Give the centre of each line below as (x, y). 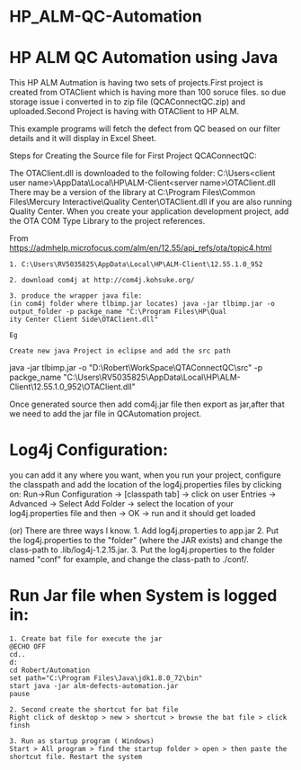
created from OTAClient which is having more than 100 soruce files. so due (148, 93)
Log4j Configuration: (89, 450)
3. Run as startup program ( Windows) (82, 741)
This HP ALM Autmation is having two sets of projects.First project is (136, 83)
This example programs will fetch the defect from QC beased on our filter (145, 129)
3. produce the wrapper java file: (76, 296)
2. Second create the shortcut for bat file (94, 710)
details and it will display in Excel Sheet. (83, 139)
